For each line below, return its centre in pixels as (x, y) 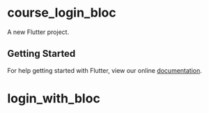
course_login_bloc (62, 13)
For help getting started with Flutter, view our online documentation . (104, 70)
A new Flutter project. (38, 32)
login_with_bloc (54, 98)
